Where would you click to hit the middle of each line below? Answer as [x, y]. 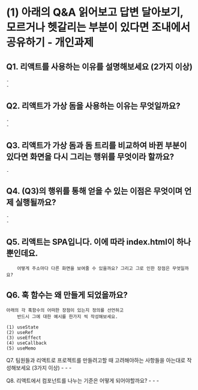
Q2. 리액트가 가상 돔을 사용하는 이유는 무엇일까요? [93, 106]
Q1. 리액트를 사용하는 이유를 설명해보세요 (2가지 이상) [100, 67]
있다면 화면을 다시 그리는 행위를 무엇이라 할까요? [90, 157]
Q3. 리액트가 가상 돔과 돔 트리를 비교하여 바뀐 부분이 [97, 146]
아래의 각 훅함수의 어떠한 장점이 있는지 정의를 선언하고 [65, 310]
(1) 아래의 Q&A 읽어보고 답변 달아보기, [95, 12]
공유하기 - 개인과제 [50, 42]
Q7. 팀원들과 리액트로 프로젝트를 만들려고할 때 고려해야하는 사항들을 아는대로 [96, 360]
